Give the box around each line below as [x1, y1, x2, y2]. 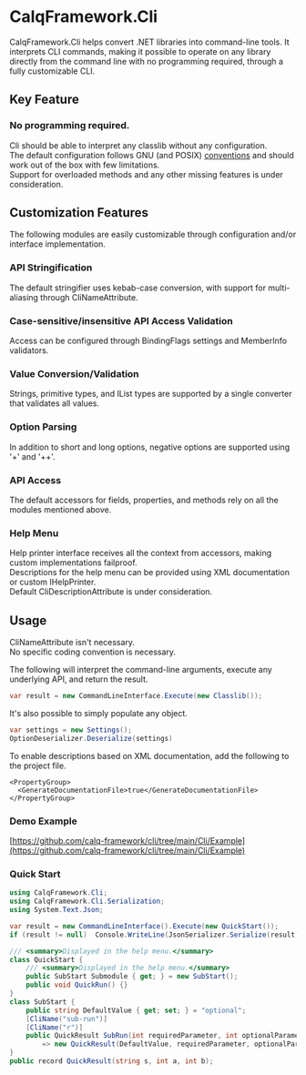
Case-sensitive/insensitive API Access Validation [9, 314, 234, 327]
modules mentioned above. [9, 503, 112, 515]
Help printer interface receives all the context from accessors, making [9, 548, 272, 559]
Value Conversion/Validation [9, 367, 139, 380]
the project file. [9, 760, 66, 771]
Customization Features [9, 205, 148, 220]
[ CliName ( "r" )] [25, 1022, 84, 1032]
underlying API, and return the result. [9, 674, 148, 685]
